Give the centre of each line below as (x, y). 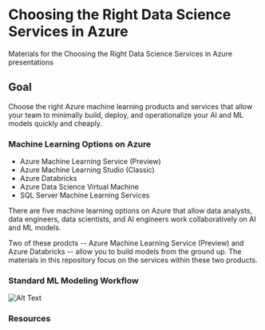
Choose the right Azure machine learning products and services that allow (131, 106)
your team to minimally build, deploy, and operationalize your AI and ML (126, 115)
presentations (31, 62)
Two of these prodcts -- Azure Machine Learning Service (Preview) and (126, 243)
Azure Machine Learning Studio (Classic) (87, 170)
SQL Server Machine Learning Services (85, 195)
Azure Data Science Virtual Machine (79, 187)
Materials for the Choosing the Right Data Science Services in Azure (121, 53)
